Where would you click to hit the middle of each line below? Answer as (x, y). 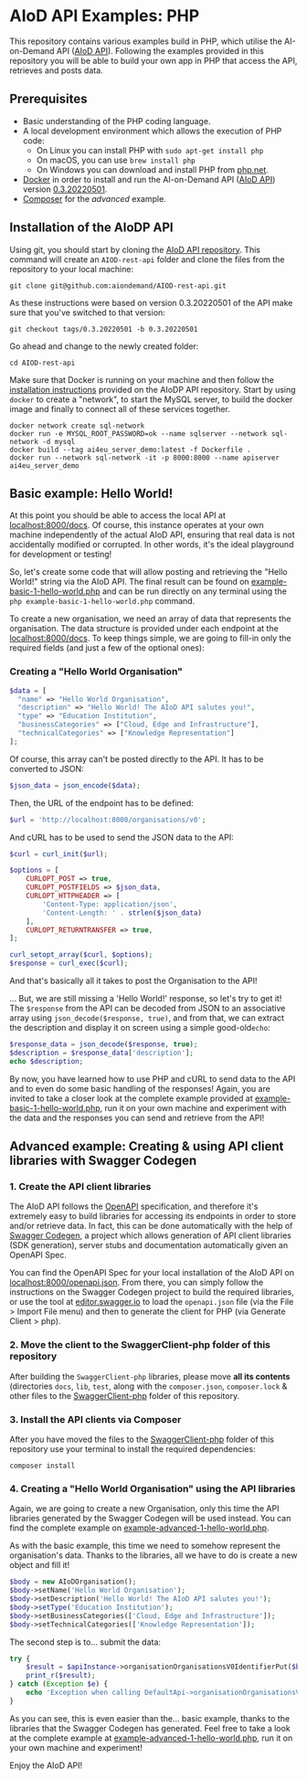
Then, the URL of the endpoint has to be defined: (101, 803)
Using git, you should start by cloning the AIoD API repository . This (135, 249)
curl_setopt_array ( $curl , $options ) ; (81, 955)
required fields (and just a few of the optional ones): (107, 648)
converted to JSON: (47, 768)
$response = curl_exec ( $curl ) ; (69, 964)
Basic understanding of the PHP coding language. (116, 121)
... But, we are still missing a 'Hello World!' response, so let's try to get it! (146, 999)
